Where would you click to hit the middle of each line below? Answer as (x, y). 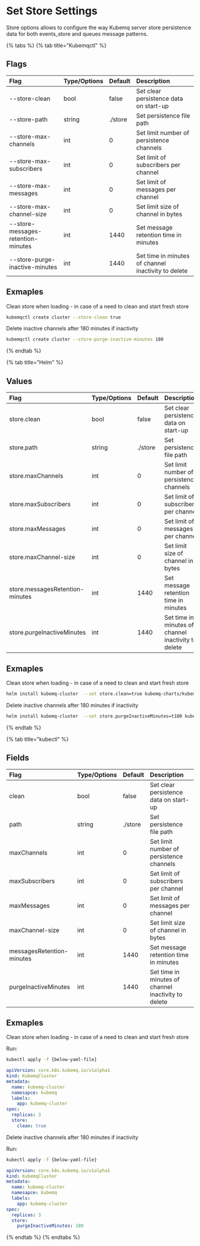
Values (19, 381)
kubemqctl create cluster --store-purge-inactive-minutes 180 (85, 339)
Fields (18, 758)
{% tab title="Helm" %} (35, 363)
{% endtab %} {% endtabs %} (43, 1237)
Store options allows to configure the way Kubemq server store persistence (99, 27)
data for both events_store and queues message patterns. (77, 33)
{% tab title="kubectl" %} (37, 739)
